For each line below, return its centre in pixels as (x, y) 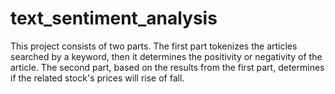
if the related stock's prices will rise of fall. (97, 78)
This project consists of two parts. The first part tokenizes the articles (154, 46)
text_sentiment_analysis (114, 18)
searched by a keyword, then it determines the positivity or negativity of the (166, 56)
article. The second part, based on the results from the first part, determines (167, 67)
